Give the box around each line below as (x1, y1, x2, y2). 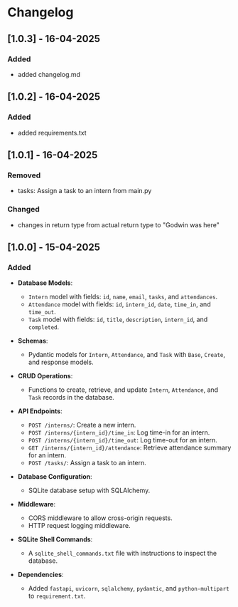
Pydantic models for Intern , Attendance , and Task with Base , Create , (28, 351, 226, 359)
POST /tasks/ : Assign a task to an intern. (28, 459, 147, 467)
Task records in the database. (28, 393, 115, 402)
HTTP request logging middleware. (28, 522, 131, 530)
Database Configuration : (17, 472, 92, 481)
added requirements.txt (17, 128, 87, 137)
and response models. (28, 358, 94, 367)
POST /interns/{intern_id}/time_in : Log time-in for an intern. (28, 428, 210, 437)
